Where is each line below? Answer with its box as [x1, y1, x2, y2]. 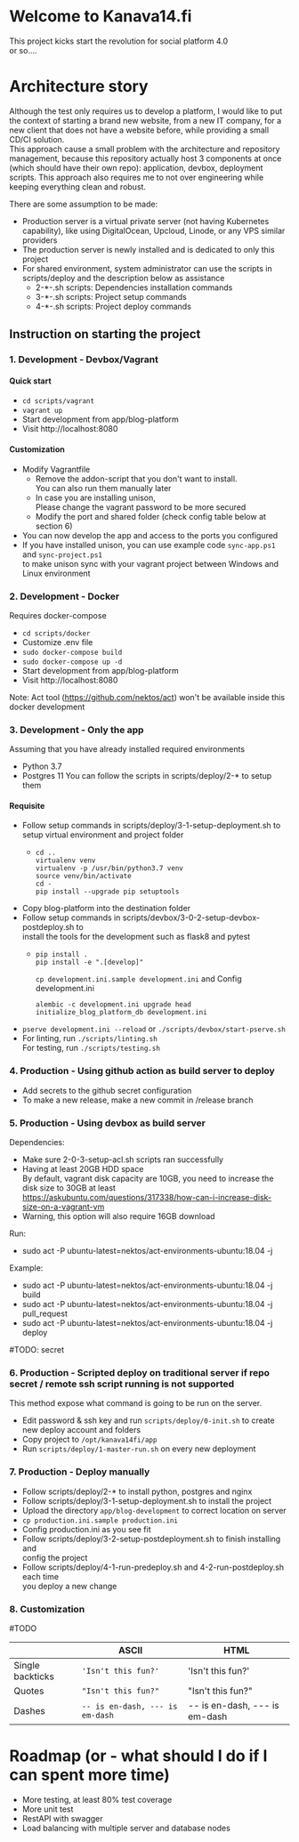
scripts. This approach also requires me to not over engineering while [9, 172, 264, 182]
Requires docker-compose [9, 610, 107, 620]
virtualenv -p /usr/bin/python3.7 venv [35, 864, 184, 873]
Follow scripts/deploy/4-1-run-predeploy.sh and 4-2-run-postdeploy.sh [21, 1562, 285, 1572]
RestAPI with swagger [21, 1813, 103, 1823]
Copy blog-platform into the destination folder [21, 903, 191, 914]
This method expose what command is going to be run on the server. [9, 1398, 263, 1409]
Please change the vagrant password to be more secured [35, 501, 246, 513]
